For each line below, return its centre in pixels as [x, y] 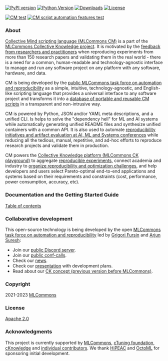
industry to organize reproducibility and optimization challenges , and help [81, 166]
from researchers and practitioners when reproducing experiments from [79, 52]
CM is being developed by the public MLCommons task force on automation [83, 83]
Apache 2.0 [17, 319]
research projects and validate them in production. [57, 145]
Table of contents [23, 205]
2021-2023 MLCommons [31, 295]
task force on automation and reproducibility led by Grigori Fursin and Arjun [83, 234]
